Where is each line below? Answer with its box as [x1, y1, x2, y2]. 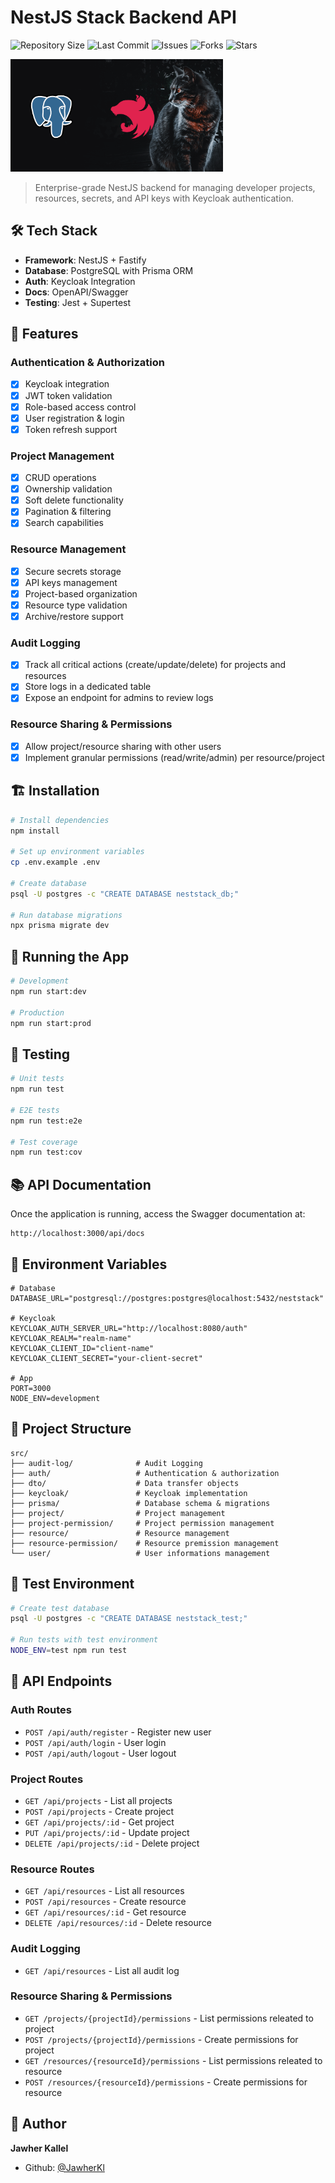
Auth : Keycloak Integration [24, 275, 136, 287]
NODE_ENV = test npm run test [10, 1646, 128, 1656]
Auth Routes [10, 1703, 72, 1717]
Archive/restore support [24, 610, 124, 622]
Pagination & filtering [24, 506, 112, 518]
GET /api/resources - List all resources [24, 1885, 185, 1897]
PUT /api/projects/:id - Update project [24, 1826, 190, 1838]
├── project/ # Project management [10, 1508, 226, 1518]
